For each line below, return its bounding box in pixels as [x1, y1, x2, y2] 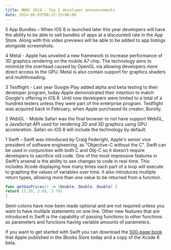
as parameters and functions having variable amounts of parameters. [5, 219, 151, 225]
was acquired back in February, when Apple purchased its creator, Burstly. [5, 106, 162, 112]
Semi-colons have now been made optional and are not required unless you [5, 203, 165, 209]
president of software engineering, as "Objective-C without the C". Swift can [5, 141, 166, 148]
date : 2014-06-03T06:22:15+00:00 [5, 12, 77, 17]
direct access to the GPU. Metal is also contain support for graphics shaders [5, 68, 166, 74]
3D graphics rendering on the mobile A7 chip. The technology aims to [5, 58, 152, 64]
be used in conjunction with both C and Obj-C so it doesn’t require [5, 147, 145, 153]
